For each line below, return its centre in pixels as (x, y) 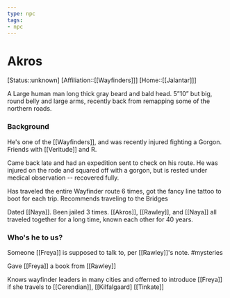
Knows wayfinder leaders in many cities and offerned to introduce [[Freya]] (115, 279)
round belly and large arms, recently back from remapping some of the (109, 101)
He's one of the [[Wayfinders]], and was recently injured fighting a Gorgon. (115, 142)
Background (28, 127)
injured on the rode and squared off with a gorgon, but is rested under (107, 170)
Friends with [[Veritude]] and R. (52, 149)
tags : (15, 20)
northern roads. (30, 109)
